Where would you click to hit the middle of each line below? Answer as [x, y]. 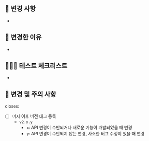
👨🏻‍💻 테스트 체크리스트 [36, 66]
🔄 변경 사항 [21, 9]
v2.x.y [26, 122]
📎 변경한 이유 [23, 37]
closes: [12, 106]
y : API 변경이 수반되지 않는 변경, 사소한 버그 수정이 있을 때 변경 [86, 134]
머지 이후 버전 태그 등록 [34, 116]
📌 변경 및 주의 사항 [31, 94]
